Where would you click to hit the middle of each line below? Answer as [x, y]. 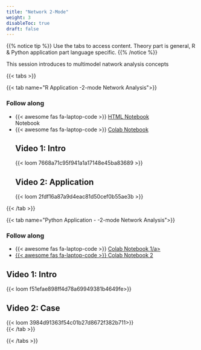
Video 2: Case [33, 308]
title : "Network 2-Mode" [37, 12]
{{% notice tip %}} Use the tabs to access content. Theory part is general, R [101, 46]
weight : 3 [19, 18]
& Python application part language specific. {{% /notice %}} [82, 53]
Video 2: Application [54, 182]
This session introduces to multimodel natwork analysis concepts [88, 64]
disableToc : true [28, 23]
